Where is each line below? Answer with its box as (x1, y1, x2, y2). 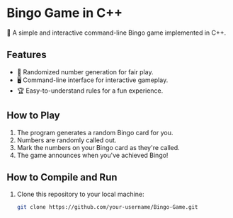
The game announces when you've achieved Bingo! (16, 151, 169, 159)
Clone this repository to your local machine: (16, 190, 144, 199)
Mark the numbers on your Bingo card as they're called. (16, 143, 180, 151)
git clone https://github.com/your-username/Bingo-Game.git (16, 204, 198, 211)
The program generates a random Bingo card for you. (16, 128, 174, 137)
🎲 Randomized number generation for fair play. (16, 67, 154, 76)
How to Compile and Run (6, 171, 118, 183)
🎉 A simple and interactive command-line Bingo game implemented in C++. (6, 28, 227, 37)
